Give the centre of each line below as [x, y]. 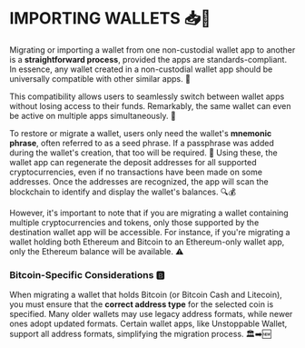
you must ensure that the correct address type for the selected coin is [142, 304]
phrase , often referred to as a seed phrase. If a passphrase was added [142, 143]
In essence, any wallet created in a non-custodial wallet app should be [141, 69]
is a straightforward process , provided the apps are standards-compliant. [148, 59]
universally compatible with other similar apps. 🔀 [100, 78]
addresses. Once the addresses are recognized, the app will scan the [139, 181]
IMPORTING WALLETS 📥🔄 [110, 19]
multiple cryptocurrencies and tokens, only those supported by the [134, 222]
